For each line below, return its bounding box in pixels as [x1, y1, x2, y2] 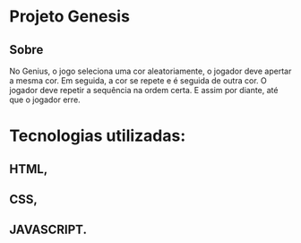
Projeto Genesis [9, 6, 130, 27]
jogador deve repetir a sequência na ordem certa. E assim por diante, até [9, 85, 279, 95]
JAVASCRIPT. [9, 222, 88, 238]
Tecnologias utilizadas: [9, 126, 186, 146]
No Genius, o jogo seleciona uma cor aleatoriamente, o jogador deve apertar [9, 65, 292, 76]
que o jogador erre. [9, 94, 81, 105]
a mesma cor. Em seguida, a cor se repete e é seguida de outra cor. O [9, 75, 267, 86]
